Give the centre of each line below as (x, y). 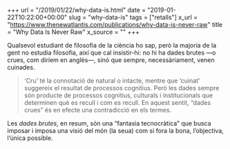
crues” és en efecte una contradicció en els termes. (98, 110)
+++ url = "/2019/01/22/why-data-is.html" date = (77, 10)
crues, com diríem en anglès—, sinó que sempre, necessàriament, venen (111, 60)
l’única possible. (30, 138)
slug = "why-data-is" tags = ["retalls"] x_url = (133, 17)
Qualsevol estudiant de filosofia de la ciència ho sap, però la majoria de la (112, 45)
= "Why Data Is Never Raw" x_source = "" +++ (74, 32)
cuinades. (21, 67)
